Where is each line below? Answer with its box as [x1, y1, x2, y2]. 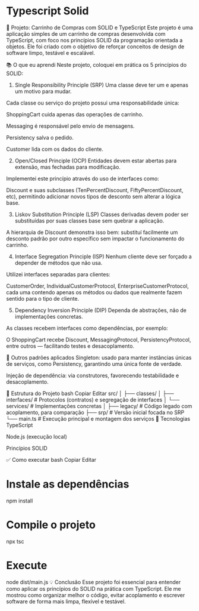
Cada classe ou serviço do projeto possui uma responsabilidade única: [6, 99, 179, 106]
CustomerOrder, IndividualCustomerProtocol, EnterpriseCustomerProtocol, [6, 282, 189, 289]
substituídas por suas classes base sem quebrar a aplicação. [14, 217, 165, 224]
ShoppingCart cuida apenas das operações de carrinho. [6, 110, 144, 118]
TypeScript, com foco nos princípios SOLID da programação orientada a [6, 36, 183, 44]
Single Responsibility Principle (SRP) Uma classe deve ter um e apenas [14, 81, 189, 88]
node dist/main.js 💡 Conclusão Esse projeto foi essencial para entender [6, 578, 181, 585]
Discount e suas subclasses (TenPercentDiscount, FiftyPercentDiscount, [6, 186, 184, 193]
